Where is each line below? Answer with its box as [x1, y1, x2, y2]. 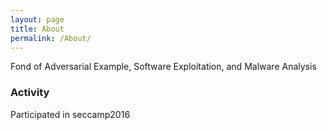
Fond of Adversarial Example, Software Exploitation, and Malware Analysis [10, 61, 317, 73]
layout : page [10, 14, 65, 25]
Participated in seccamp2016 [10, 108, 131, 120]
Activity [10, 86, 50, 100]
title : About [10, 24, 65, 34]
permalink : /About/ [10, 33, 92, 43]
